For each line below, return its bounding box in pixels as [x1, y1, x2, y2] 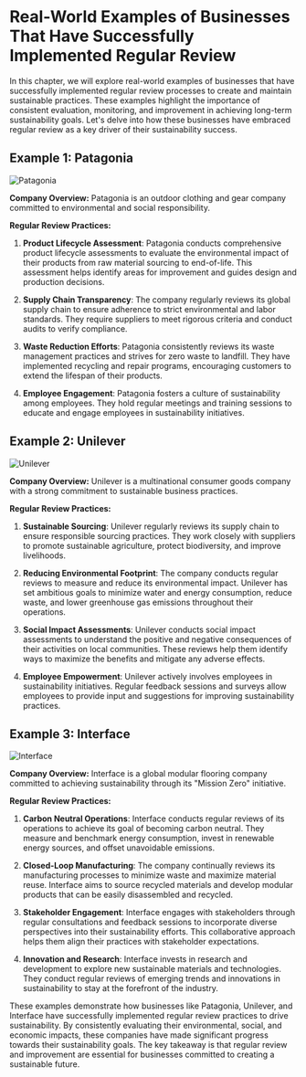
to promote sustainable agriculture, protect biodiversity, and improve [22, 540, 281, 551]
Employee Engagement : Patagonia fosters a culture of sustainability [22, 387, 280, 398]
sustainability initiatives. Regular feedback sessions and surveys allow [22, 681, 287, 692]
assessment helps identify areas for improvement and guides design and [22, 267, 297, 278]
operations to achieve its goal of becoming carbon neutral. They [22, 823, 265, 834]
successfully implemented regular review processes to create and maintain [9, 85, 292, 96]
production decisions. [22, 276, 105, 287]
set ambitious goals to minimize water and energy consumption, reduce [22, 586, 292, 597]
